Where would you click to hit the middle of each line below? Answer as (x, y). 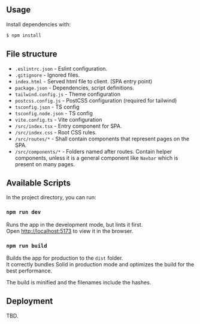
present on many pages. (45, 164)
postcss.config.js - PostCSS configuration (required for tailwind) (96, 100)
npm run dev (24, 212)
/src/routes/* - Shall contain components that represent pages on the (102, 139)
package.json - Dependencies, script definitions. (75, 88)
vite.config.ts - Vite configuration (58, 119)
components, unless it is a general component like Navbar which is (96, 158)
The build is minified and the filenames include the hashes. (79, 282)
